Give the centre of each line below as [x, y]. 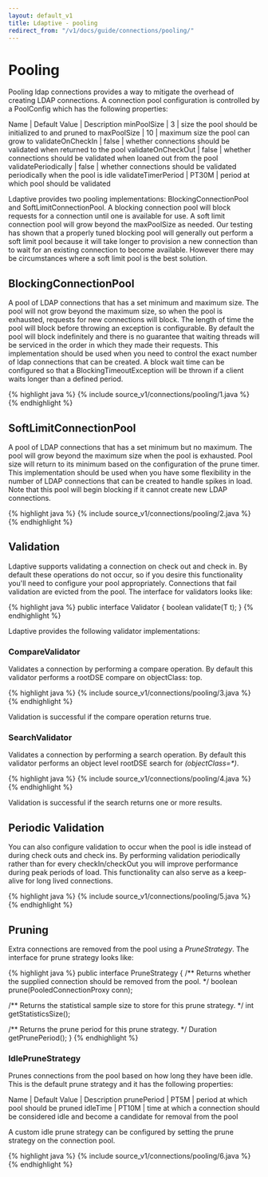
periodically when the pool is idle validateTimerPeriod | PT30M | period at [129, 175]
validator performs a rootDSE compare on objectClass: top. [105, 678]
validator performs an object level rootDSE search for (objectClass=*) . [124, 763]
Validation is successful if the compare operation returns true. [110, 717]
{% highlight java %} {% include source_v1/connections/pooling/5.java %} [130, 896]
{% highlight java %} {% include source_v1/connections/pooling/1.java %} [129, 395]
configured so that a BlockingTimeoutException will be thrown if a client [126, 371]
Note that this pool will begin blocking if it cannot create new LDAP [118, 489]
